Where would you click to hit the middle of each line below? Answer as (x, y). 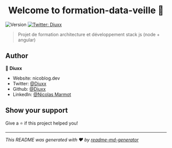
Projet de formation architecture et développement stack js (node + (89, 34)
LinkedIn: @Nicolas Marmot (42, 94)
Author (17, 56)
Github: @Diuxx (29, 89)
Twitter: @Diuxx (29, 83)
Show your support (37, 110)
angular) (27, 40)
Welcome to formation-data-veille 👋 (86, 10)
